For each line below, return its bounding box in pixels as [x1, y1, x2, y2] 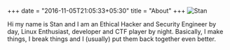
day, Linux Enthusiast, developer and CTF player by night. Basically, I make [7, 28, 224, 35]
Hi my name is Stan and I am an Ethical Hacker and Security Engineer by [7, 20, 217, 28]
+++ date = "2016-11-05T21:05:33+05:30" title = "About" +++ [7, 7, 186, 15]
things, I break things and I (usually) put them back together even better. [7, 35, 216, 43]
